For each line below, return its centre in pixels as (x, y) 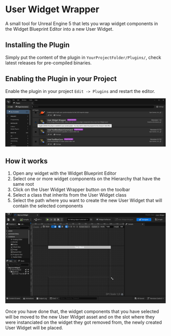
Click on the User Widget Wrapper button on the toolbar (71, 189)
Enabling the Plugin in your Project (61, 79)
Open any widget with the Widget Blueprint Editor (65, 173)
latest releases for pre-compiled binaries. (49, 63)
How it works (26, 161)
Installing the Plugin (37, 45)
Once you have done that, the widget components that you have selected (82, 311)
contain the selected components (48, 206)
